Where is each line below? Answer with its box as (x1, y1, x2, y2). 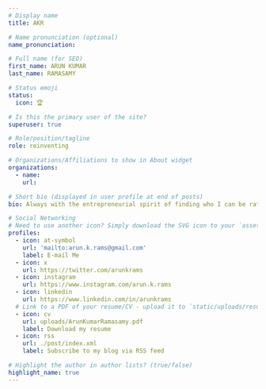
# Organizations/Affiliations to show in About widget (8, 156, 193, 165)
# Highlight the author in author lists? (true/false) (8, 361, 193, 369)
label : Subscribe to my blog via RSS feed (22, 347, 165, 355)
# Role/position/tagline (8, 135, 90, 143)
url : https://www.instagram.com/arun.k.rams (22, 280, 172, 289)
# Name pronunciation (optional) (8, 33, 119, 41)
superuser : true (8, 120, 62, 128)
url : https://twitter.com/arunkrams (22, 266, 144, 274)
